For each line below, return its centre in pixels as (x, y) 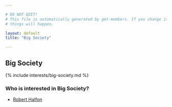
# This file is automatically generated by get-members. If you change (83, 19)
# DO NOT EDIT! (21, 14)
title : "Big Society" (28, 38)
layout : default (23, 33)
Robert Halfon (27, 99)
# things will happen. (29, 24)
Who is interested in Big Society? (47, 88)
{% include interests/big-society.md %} (47, 75)
